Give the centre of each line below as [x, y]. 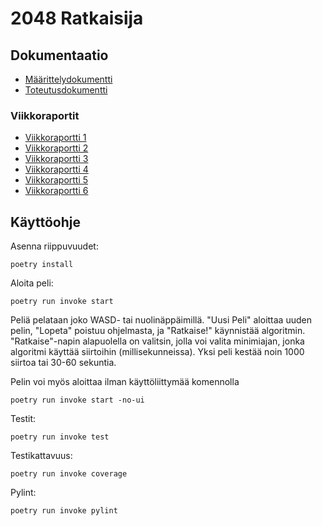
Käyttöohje [45, 222]
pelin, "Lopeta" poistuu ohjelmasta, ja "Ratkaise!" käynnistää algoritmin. [158, 331]
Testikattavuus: [41, 456]
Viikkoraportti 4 [56, 169]
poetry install [42, 265]
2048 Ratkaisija [77, 18]
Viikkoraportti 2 [56, 148]
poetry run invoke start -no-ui [77, 400]
